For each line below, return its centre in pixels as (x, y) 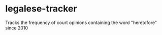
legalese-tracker (41, 9)
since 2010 (17, 27)
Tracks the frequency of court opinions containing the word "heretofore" (81, 22)
